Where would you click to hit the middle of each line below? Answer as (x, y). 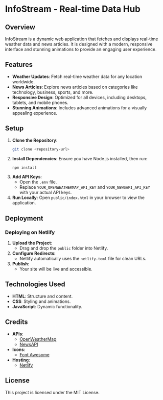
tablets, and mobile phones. (40, 102)
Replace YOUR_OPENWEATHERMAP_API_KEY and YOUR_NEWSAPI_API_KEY (85, 187)
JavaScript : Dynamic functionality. (47, 306)
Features (19, 65)
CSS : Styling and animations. (41, 301)
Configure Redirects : (34, 253)
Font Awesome (35, 354)
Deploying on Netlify (30, 232)
